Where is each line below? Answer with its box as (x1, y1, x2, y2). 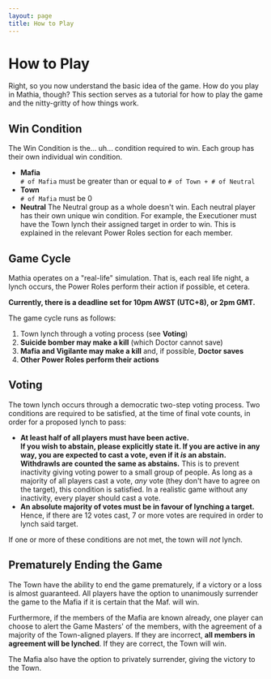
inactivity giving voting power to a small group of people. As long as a (19, 467, 253, 477)
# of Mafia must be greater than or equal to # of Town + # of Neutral (19, 176, 256, 187)
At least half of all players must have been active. (19, 432, 190, 442)
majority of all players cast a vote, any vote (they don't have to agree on (19, 475, 260, 485)
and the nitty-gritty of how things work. (8, 98, 139, 108)
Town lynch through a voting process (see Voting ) (19, 329, 188, 339)
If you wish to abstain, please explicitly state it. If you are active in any (19, 441, 260, 451)
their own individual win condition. (8, 152, 123, 162)
